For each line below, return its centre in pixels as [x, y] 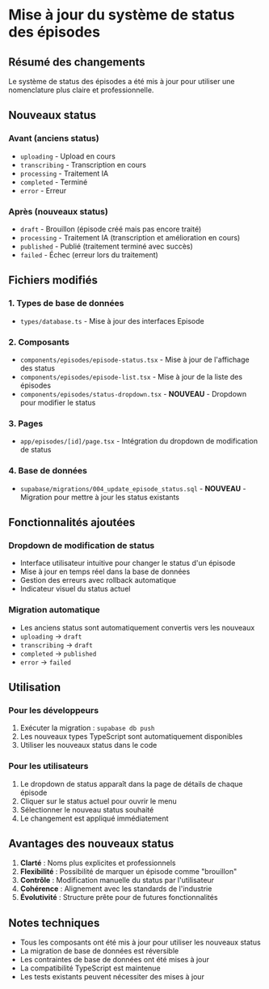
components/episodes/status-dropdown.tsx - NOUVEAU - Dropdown [133, 393]
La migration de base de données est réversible [99, 951]
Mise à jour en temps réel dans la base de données [105, 571]
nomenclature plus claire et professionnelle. [81, 90]
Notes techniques [54, 923]
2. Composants [39, 342]
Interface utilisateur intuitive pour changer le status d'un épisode [128, 563]
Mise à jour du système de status [122, 15]
